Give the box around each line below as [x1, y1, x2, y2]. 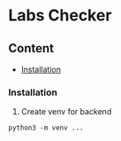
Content [8, 41, 55, 56]
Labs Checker [8, 5, 112, 26]
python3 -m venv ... [8, 123, 85, 133]
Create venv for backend [20, 106, 112, 117]
